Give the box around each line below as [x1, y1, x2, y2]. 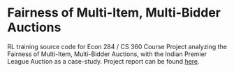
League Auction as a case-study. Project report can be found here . [7, 57, 200, 65]
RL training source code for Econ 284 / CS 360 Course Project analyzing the [7, 42, 227, 51]
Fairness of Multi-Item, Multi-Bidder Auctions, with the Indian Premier [7, 50, 207, 58]
